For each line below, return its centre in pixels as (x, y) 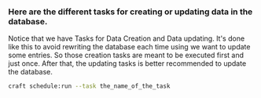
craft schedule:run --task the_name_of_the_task (89, 86)
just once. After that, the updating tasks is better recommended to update (127, 64)
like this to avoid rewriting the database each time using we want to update (129, 47)
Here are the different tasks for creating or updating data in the (130, 12)
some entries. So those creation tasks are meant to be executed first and (126, 55)
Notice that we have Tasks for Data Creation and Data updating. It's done (127, 38)
